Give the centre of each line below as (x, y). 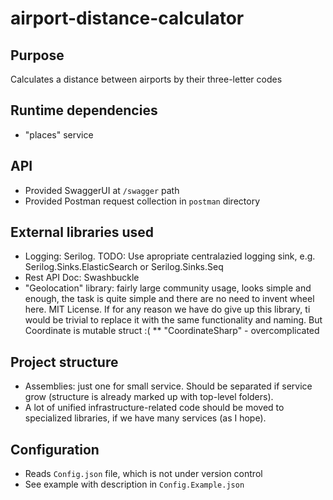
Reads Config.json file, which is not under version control (143, 474)
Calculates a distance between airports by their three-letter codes (146, 79)
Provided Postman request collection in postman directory (142, 201)
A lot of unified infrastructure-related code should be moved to (154, 408)
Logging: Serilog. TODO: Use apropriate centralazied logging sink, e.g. (170, 256)
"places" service (59, 134)
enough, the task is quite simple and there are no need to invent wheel (169, 299)
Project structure (64, 362)
